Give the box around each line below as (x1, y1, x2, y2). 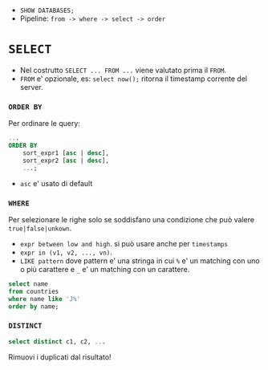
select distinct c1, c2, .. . (8, 337, 106, 346)
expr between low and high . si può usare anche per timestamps (19, 238, 229, 248)
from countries (8, 287, 59, 295)
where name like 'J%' (8, 295, 81, 303)
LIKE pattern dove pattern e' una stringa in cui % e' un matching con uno (19, 255, 260, 266)
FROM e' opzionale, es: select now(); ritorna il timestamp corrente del (19, 74, 247, 83)
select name (8, 279, 48, 288)
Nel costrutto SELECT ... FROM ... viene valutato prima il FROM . (19, 65, 227, 75)
